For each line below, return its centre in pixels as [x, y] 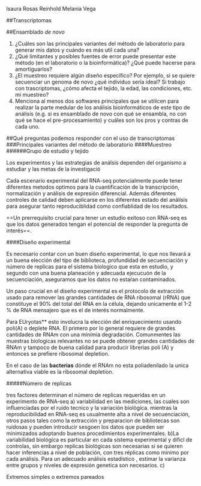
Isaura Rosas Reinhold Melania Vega [51, 9]
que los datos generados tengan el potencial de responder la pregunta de [97, 224]
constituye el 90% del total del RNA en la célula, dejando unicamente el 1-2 [99, 304]
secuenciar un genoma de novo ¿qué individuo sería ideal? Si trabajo [100, 82]
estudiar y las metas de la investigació [53, 169]
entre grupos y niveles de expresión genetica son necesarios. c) [85, 465]
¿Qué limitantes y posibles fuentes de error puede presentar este [95, 56]
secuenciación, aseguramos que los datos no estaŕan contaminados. [91, 279]
